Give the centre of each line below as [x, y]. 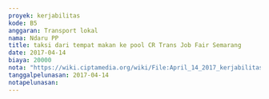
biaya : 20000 [30, 61]
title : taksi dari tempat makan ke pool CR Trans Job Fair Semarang [125, 46]
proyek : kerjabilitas [44, 16]
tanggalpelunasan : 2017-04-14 [59, 75]
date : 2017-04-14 [37, 53]
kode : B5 [23, 23]
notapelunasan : [34, 82]
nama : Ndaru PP [34, 38]
